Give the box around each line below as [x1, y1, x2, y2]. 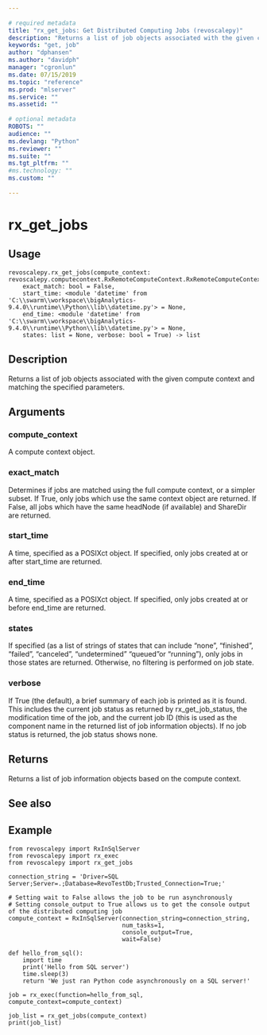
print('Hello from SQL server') [22, 963, 130, 971]
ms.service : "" [8, 93, 59, 101]
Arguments [8, 405, 66, 418]
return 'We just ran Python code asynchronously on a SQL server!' [22, 977, 250, 985]
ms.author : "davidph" [8, 56, 80, 64]
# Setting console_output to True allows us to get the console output [8, 900, 250, 909]
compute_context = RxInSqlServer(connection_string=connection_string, [8, 914, 250, 922]
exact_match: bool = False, [22, 282, 115, 290]
